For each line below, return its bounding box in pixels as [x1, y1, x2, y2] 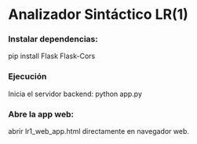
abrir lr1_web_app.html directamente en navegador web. [8, 127, 190, 136]
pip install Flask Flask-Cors [8, 51, 96, 61]
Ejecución [8, 71, 47, 82]
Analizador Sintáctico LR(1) [8, 6, 188, 24]
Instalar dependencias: [8, 34, 98, 45]
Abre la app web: [8, 109, 75, 120]
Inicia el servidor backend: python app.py [8, 89, 143, 98]
